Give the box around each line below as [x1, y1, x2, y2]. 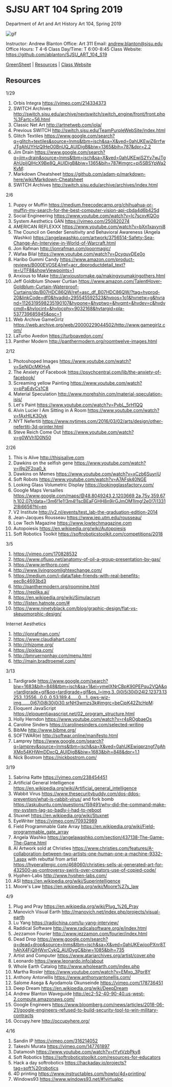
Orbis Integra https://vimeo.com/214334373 [13, 100, 106, 106]
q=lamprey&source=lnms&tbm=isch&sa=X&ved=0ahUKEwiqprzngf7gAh [13, 743, 166, 749]
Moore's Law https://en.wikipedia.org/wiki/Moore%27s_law [13, 883, 139, 889]
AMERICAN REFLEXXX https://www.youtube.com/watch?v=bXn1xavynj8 [13, 223, 166, 230]
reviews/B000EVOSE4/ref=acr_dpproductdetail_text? [13, 261, 126, 268]
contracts [13, 1012, 34, 1018]
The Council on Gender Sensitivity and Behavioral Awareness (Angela [13, 229, 161, 235]
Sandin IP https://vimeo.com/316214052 [13, 1038, 98, 1044]
